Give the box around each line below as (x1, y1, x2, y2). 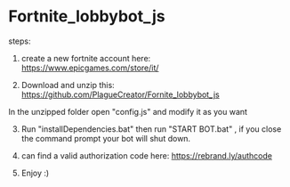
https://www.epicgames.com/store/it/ (20, 62, 159, 73)
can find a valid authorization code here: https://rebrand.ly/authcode (20, 150, 273, 161)
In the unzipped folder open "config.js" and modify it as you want (8, 106, 248, 117)
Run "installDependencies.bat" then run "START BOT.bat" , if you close (20, 123, 282, 134)
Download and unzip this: (20, 79, 115, 90)
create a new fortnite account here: (20, 53, 151, 63)
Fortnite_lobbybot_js (8, 6, 165, 27)
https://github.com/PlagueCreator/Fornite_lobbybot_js (20, 89, 220, 100)
